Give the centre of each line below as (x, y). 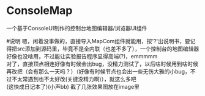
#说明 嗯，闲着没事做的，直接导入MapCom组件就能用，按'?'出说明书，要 (99, 41)
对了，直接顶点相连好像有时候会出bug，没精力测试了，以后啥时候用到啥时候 (102, 64)
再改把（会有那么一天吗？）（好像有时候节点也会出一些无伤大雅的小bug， (99, 71)
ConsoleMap (39, 11)
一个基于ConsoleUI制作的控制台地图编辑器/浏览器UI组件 (77, 28)
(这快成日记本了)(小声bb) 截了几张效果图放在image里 (73, 86)
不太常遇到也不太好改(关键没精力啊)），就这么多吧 (74, 79)
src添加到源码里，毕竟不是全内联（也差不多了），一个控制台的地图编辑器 (108, 49)
